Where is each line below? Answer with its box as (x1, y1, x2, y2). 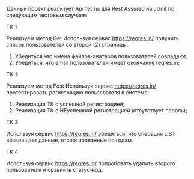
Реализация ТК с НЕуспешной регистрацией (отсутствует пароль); (14, 107, 187, 114)
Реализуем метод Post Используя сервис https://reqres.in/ (6, 82, 156, 89)
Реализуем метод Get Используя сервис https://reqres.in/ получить (6, 35, 179, 41)
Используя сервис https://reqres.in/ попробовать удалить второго (6, 160, 175, 167)
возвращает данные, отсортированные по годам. (6, 136, 133, 144)
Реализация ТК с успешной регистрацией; (14, 100, 125, 108)
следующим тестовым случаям (6, 11, 88, 19)
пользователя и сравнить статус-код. (6, 166, 103, 173)
